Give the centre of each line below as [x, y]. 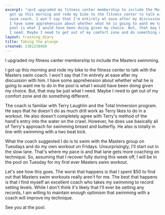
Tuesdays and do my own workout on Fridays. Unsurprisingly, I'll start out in [82, 146]
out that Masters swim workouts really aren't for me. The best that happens [81, 177]
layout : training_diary [29, 37]
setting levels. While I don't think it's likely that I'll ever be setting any [75, 187]
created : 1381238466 [26, 46]
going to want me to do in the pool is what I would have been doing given [79, 85]
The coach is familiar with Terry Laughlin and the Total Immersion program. [81, 105]
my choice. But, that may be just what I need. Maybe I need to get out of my [82, 91]
